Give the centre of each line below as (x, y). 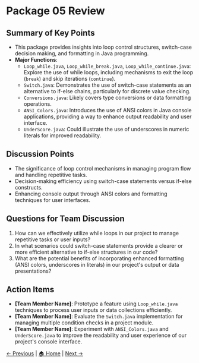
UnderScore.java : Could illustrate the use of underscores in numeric (106, 129)
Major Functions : (36, 60)
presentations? (33, 271)
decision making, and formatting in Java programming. (82, 53)
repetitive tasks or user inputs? (53, 239)
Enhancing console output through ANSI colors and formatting (91, 194)
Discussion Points (40, 154)
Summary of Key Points (50, 33)
